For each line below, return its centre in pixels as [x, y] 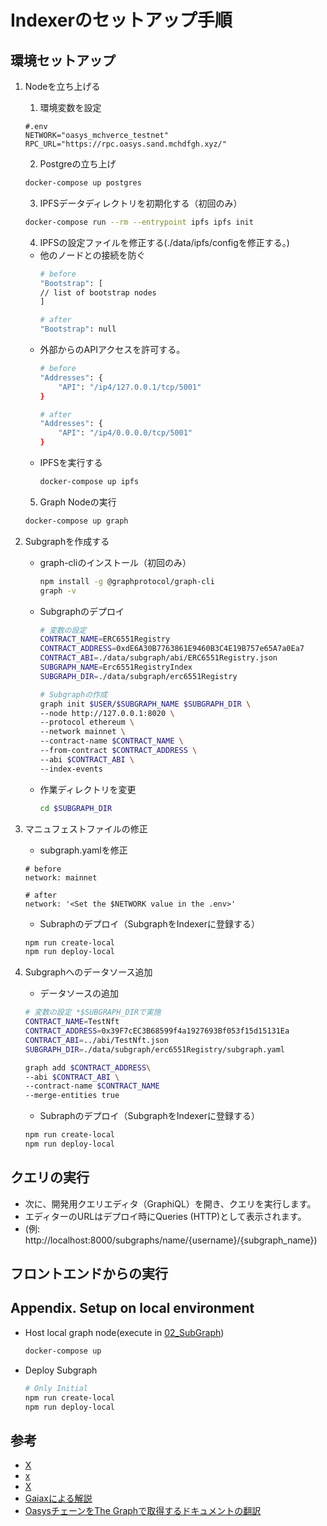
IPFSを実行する [71, 462]
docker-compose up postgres [83, 183]
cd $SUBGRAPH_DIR [76, 808]
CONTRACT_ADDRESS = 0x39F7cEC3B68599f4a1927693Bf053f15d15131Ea [157, 1031]
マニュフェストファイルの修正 [86, 828]
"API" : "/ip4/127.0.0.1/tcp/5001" [130, 387]
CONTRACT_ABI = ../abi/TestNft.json [96, 1040]
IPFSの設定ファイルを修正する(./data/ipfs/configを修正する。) [164, 242]
